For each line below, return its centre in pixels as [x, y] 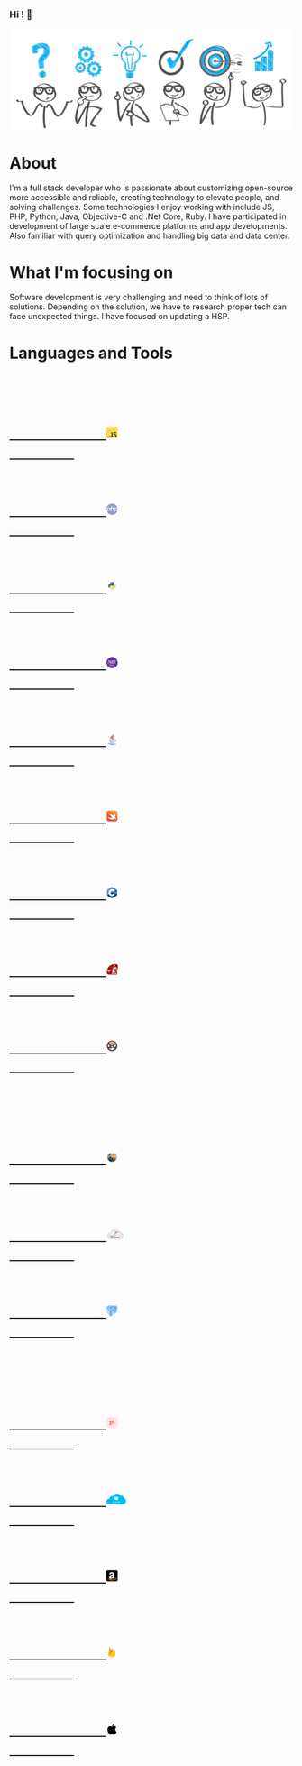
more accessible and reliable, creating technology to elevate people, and [144, 198]
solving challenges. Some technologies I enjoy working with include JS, [142, 207]
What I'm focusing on [92, 272]
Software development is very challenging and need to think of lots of [139, 298]
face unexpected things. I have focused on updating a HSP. [119, 317]
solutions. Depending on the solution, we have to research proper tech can [148, 307]
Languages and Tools [91, 353]
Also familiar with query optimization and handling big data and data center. [150, 236]
